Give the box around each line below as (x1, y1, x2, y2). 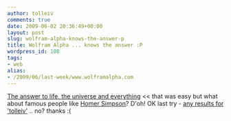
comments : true (7, 16, 51, 23)
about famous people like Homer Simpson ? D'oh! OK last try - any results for (7, 100, 224, 108)
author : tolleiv (7, 10, 54, 17)
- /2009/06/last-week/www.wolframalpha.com (7, 73, 134, 81)
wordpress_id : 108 (7, 49, 60, 55)
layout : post (7, 29, 45, 36)
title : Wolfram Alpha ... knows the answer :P (7, 42, 143, 49)
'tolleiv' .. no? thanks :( (7, 107, 71, 115)
